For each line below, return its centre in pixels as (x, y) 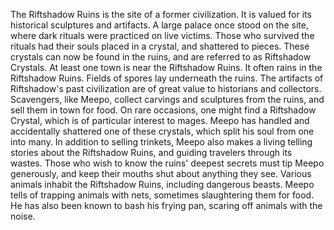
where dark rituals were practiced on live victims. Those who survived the (162, 35)
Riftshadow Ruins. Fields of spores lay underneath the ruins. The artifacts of (167, 78)
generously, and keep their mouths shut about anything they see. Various (161, 173)
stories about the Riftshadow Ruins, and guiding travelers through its (151, 152)
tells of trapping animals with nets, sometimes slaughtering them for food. (162, 195)
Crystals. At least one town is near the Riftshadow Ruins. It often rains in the (166, 67)
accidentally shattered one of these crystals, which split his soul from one (162, 131)
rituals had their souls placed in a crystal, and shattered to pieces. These (160, 46)
